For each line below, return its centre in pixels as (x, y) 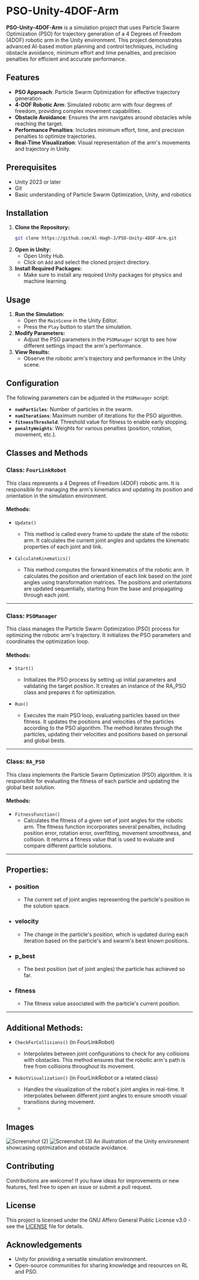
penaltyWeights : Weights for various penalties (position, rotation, (94, 428)
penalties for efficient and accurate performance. (66, 59)
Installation (27, 213)
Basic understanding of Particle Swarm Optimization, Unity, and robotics (103, 194)
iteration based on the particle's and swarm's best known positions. (106, 941)
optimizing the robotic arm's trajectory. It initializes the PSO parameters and (99, 635)
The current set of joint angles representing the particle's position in (107, 900)
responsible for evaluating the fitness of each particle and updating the (93, 781)
